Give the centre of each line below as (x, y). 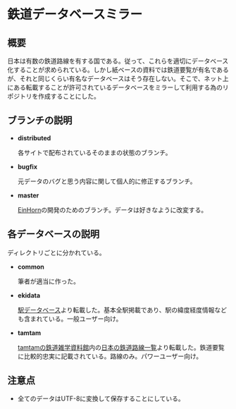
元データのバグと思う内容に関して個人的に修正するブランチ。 (107, 181)
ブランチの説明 (40, 121)
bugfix (27, 166)
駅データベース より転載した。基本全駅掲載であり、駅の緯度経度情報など (122, 310)
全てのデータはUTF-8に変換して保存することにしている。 (101, 398)
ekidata (29, 295)
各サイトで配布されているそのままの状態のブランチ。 (94, 152)
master (28, 195)
